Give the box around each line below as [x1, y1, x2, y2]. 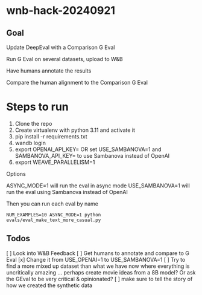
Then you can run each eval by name [6, 200, 98, 207]
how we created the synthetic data [6, 282, 92, 289]
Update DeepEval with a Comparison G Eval [6, 44, 115, 51]
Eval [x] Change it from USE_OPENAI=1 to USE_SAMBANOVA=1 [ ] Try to [6, 256, 186, 263]
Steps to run [6, 100, 69, 114]
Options [6, 170, 26, 177]
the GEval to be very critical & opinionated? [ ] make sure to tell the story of [6, 275, 193, 282]
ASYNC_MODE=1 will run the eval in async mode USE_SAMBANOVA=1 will [6, 182, 190, 189]
